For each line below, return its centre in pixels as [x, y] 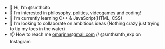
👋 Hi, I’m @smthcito [30, 8]
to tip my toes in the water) [38, 29]
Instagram [20, 41]
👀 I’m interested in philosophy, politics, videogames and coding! [75, 13]
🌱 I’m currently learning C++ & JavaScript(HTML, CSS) [66, 18]
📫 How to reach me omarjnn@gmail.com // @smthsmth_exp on [75, 34]
